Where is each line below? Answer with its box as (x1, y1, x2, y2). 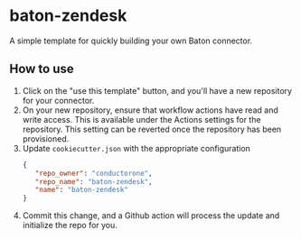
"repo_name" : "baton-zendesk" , (34, 177, 153, 186)
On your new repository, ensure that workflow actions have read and (22, 105, 278, 115)
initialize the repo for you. (22, 220, 118, 231)
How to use (9, 61, 74, 77)
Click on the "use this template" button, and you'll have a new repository (22, 85, 292, 96)
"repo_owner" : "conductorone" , (34, 169, 153, 178)
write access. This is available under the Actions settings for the (22, 114, 261, 124)
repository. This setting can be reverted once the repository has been (22, 124, 282, 134)
